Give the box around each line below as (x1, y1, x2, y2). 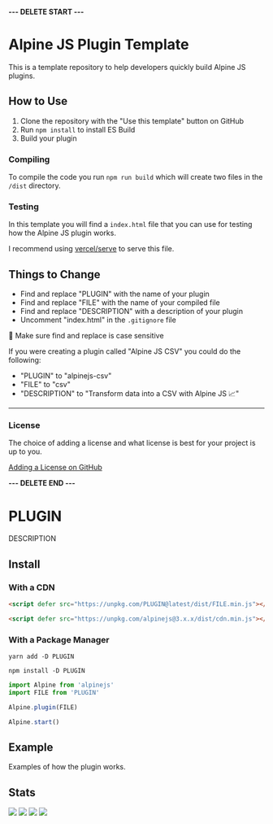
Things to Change (8, 268, 101, 281)
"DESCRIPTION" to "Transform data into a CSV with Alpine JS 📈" (19, 389, 240, 399)
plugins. (8, 71, 35, 81)
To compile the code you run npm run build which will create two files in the (8, 172, 263, 182)
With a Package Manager (8, 634, 110, 645)
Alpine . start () (8, 717, 60, 726)
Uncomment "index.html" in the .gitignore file (19, 315, 176, 325)
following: (8, 355, 41, 365)
